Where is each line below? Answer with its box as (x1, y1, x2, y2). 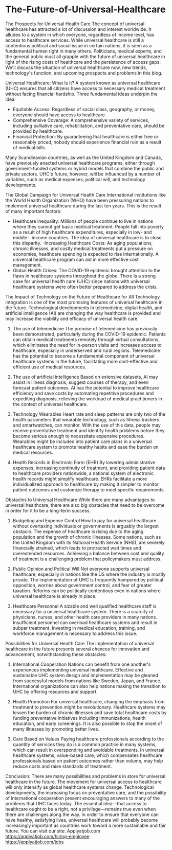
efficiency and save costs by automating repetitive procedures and (12, 390, 154, 396)
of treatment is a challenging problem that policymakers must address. (12, 556, 162, 562)
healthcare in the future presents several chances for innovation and (5, 646, 150, 652)
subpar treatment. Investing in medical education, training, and (12, 625, 145, 631)
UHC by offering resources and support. (12, 688, 98, 695)
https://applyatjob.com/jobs (5, 839, 64, 845)
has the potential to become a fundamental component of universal (12, 352, 155, 359)
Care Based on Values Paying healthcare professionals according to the (12, 736, 164, 742)
